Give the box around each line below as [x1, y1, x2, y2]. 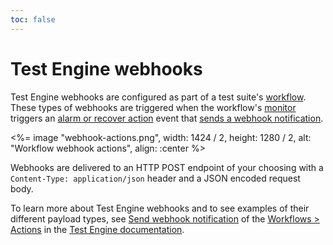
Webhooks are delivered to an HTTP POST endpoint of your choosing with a [10, 161, 324, 173]
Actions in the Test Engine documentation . [10, 223, 185, 235]
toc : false [10, 14, 56, 25]
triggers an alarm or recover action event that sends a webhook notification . [10, 112, 324, 124]
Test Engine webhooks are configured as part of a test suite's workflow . [10, 91, 307, 103]
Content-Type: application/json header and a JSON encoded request [10, 172, 301, 184]
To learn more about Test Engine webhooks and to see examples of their [10, 202, 310, 214]
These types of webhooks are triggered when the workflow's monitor [10, 101, 297, 113]
